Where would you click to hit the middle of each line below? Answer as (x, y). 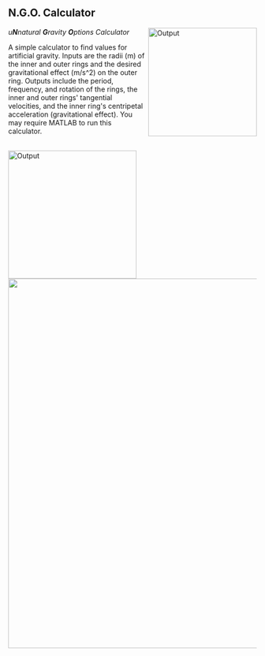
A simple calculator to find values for (68, 47)
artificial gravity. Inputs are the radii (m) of (77, 55)
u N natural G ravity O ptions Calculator (69, 32)
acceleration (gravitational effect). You (70, 114)
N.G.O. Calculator (52, 13)
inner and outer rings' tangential (60, 97)
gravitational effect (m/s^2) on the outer (73, 72)
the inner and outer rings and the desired (75, 64)
